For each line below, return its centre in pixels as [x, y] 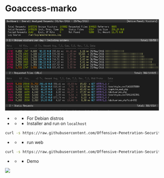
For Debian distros [45, 118]
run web [35, 142]
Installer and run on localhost [57, 124]
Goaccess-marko [41, 9]
